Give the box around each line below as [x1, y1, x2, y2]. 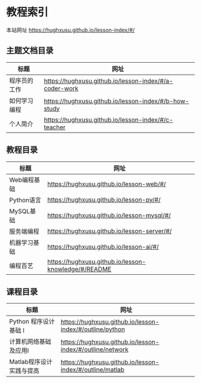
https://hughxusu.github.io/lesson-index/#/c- [44, 115, 173, 124]
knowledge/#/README [47, 265, 112, 273]
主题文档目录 [6, 45, 54, 56]
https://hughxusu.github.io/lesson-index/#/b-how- [44, 97, 190, 105]
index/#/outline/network [60, 345, 129, 354]
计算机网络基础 [9, 338, 52, 346]
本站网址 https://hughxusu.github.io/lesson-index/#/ [6, 26, 135, 33]
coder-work [44, 84, 79, 93]
